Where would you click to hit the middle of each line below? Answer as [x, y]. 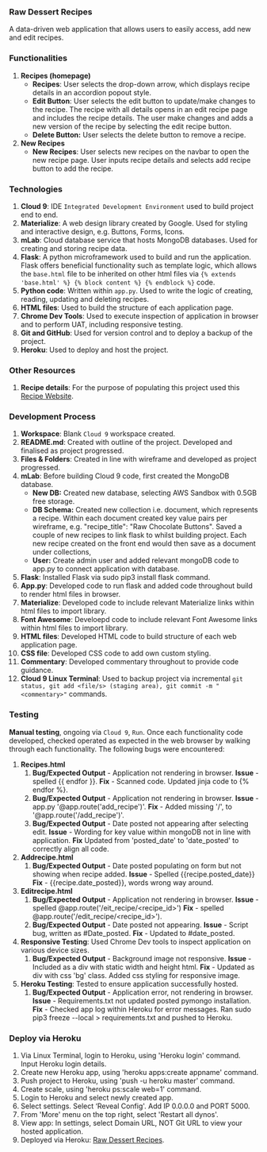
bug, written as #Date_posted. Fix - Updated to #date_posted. [133, 933]
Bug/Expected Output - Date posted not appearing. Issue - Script [140, 925]
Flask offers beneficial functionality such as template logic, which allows [138, 265]
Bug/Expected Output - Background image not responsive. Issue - [142, 958]
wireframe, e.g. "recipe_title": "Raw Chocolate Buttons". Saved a [137, 527]
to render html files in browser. [71, 594]
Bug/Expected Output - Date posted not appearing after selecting [140, 823]
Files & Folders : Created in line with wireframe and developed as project [138, 459]
